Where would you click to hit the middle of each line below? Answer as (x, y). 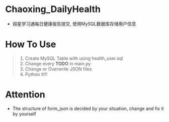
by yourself (24, 113)
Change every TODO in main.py (58, 63)
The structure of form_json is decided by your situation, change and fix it (88, 108)
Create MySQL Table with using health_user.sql (74, 58)
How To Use (31, 44)
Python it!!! (36, 74)
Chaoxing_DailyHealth (53, 9)
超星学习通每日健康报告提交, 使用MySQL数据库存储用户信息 (74, 24)
